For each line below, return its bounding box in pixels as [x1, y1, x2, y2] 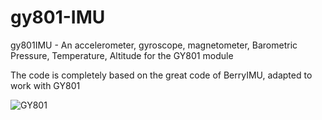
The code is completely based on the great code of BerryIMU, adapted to [10, 69, 313, 81]
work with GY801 [10, 79, 81, 91]
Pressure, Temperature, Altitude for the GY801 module [10, 49, 234, 61]
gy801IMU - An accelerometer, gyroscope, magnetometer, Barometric [10, 39, 298, 51]
